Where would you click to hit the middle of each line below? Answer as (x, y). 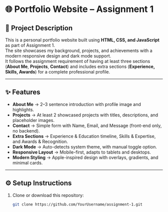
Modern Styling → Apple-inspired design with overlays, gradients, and (85, 157)
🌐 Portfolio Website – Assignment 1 (79, 9)
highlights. (23, 109)
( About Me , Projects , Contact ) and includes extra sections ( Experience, (80, 66)
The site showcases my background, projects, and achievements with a (79, 50)
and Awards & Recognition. (40, 141)
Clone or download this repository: (48, 195)
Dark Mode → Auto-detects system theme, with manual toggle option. (85, 146)
